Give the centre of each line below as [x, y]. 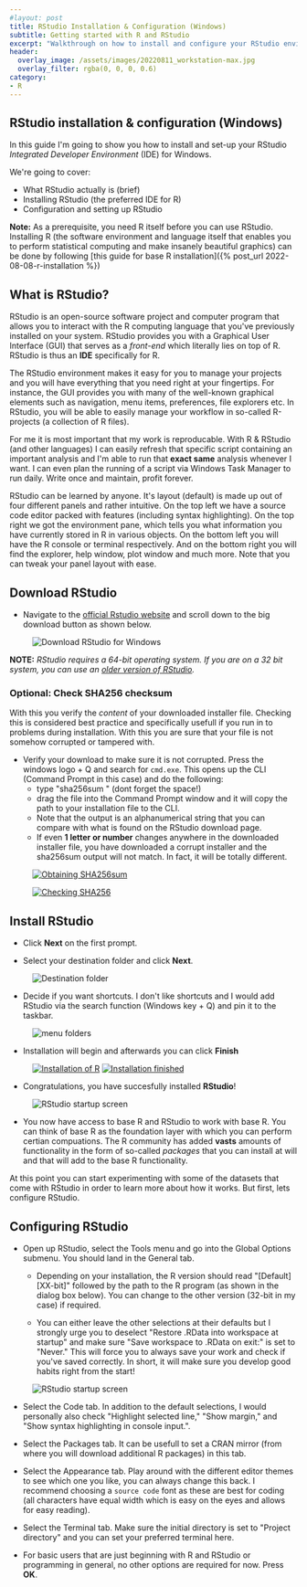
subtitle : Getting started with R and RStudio [100, 35]
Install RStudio [52, 920]
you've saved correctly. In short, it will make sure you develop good [164, 1361]
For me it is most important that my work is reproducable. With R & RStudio [150, 439]
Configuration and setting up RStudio [92, 209]
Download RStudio [63, 592]
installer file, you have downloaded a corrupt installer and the [152, 847]
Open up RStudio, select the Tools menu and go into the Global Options [157, 1248]
